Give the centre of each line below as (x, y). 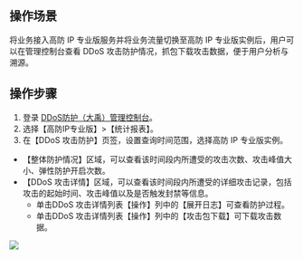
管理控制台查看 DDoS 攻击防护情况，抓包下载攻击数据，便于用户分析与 (157, 51)
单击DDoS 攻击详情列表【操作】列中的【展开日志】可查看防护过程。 (163, 204)
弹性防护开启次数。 (74, 170)
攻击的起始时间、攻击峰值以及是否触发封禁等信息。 (118, 193)
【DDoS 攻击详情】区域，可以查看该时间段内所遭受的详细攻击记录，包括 (157, 182)
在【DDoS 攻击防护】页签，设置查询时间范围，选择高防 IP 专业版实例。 (155, 139)
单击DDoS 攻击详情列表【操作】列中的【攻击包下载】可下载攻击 (155, 216)
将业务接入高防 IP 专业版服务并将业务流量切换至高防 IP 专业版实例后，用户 (148, 40)
